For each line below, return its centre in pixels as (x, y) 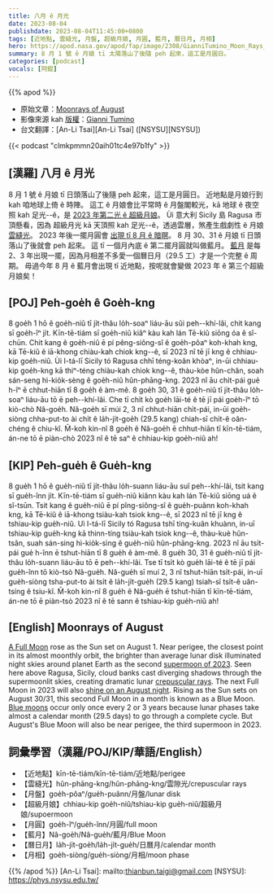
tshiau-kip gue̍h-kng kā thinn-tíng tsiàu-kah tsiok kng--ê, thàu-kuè (120, 533)
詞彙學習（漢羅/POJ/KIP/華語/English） (108, 753)
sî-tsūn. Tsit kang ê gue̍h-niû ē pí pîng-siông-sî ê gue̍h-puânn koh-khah (129, 506)
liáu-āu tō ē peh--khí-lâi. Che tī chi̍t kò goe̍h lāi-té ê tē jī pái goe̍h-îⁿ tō (143, 400)
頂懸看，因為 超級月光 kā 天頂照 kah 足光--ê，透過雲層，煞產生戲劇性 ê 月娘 (136, 225)
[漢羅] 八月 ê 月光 (52, 173)
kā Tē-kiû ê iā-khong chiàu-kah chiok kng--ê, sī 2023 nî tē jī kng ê (119, 352)
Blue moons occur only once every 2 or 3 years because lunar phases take (134, 707)
